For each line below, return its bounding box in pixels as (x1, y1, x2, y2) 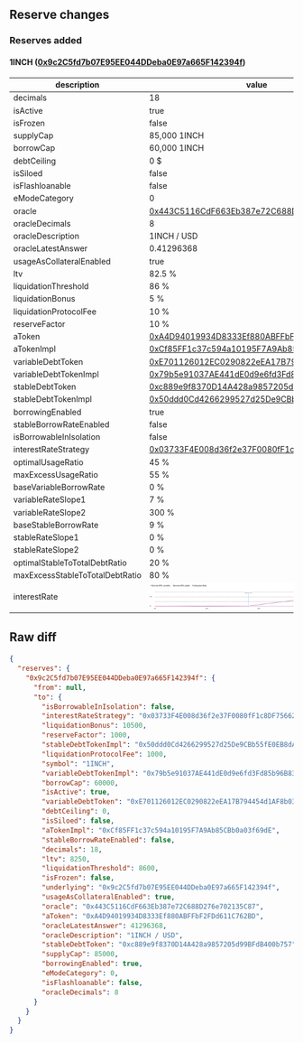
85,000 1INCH (149, 130, 205, 141)
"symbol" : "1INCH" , (41, 759, 115, 768)
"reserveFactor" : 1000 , (41, 731, 131, 740)
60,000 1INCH (149, 143, 205, 154)
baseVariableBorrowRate (13, 482, 106, 493)
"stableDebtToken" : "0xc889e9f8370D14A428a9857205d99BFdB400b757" (41, 940, 297, 949)
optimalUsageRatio (13, 456, 84, 468)
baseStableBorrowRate (13, 519, 99, 530)
